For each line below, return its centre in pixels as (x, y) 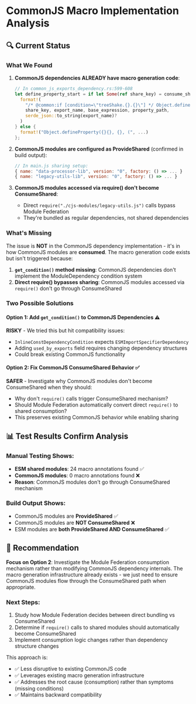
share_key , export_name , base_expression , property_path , (97, 110)
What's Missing (29, 233)
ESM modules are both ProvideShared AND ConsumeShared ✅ (92, 529)
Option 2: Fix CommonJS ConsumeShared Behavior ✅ (73, 368)
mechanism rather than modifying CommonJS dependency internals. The (94, 568)
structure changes (37, 646)
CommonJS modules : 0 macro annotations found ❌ (77, 475)
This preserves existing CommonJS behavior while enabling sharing (97, 417)
